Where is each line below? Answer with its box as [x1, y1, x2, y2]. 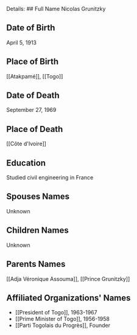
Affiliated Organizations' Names [6, 292, 131, 303]
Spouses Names [6, 192, 70, 202]
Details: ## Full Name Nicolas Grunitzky [6, 5, 106, 12]
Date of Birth [6, 22, 55, 33]
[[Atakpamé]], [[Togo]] [6, 72, 63, 80]
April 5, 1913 [6, 39, 37, 46]
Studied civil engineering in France [6, 174, 94, 181]
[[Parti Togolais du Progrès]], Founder [15, 322, 111, 329]
